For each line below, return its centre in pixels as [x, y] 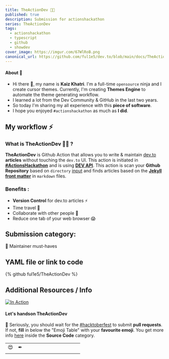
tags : [11, 29]
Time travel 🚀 [26, 208]
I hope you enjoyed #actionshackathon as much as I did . [70, 111]
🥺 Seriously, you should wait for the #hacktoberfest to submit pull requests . [84, 325]
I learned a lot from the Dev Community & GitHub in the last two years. [85, 100]
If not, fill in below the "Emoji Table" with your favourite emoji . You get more [84, 330]
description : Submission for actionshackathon [55, 19]
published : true [22, 15]
